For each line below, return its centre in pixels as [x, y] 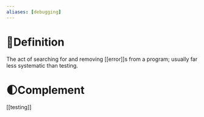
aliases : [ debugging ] [34, 12]
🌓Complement [46, 90]
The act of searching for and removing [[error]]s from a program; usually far [102, 59]
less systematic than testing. [42, 65]
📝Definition [35, 42]
